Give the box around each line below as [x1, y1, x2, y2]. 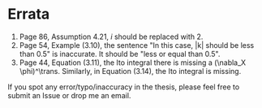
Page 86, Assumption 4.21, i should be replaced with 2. [19, 32, 204, 41]
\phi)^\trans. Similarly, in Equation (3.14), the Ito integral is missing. [19, 66, 242, 76]
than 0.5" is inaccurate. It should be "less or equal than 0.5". [19, 49, 221, 58]
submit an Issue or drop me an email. [7, 90, 131, 100]
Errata [7, 5, 50, 24]
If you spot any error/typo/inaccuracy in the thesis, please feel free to [7, 82, 240, 92]
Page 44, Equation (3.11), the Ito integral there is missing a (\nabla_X [19, 58, 247, 67]
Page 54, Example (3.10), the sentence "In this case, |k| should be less [19, 40, 255, 50]
